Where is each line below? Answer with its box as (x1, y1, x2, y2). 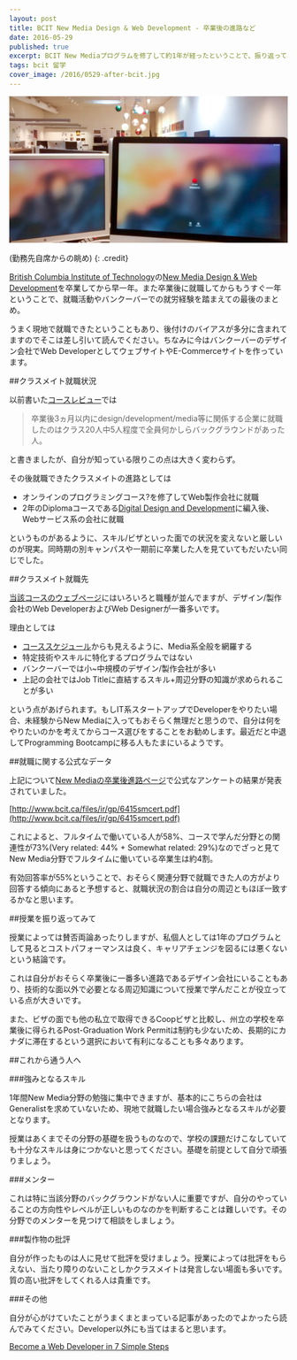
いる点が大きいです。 (9, 995, 87, 1005)
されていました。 (9, 786, 72, 796)
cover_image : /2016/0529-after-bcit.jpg (9, 71, 161, 80)
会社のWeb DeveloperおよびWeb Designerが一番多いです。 (9, 603, 225, 614)
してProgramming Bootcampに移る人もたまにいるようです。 (9, 737, 228, 748)
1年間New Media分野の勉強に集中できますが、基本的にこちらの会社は (9, 1092, 263, 1103)
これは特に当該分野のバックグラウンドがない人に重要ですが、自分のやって (9, 1193, 280, 1203)
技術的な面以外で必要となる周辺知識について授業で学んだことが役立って (24, 983, 287, 995)
